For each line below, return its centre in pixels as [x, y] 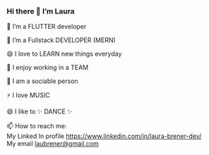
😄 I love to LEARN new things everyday [64, 54]
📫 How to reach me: [37, 126]
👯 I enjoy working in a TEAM [48, 68]
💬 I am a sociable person [42, 81]
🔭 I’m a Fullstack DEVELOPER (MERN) [61, 40]
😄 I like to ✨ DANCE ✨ [40, 111]
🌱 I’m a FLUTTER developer [47, 27]
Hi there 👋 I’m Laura [41, 11]
